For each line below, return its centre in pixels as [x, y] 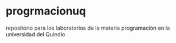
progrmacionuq [46, 11]
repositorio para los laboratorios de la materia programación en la [88, 28]
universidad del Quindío [35, 34]
